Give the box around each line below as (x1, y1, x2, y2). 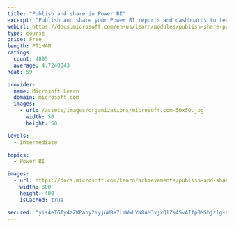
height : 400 (19, 189, 54, 197)
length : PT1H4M (7, 42, 52, 49)
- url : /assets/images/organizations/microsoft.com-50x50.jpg (19, 107, 204, 114)
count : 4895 (13, 56, 49, 63)
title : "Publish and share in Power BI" (7, 10, 127, 17)
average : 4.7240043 (13, 62, 70, 69)
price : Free (7, 36, 42, 43)
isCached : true (19, 196, 64, 203)
